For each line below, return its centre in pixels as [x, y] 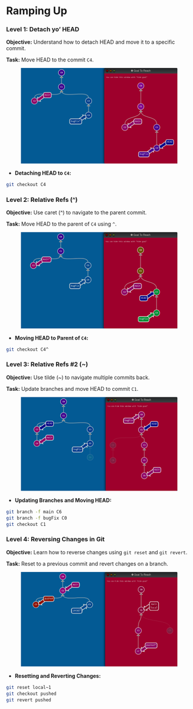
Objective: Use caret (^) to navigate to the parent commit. [76, 213]
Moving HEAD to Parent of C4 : [51, 338]
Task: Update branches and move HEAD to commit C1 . [72, 388]
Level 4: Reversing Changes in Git [55, 540]
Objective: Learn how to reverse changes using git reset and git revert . [97, 552]
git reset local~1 [29, 688]
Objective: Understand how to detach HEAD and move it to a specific [91, 42]
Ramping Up [37, 11]
